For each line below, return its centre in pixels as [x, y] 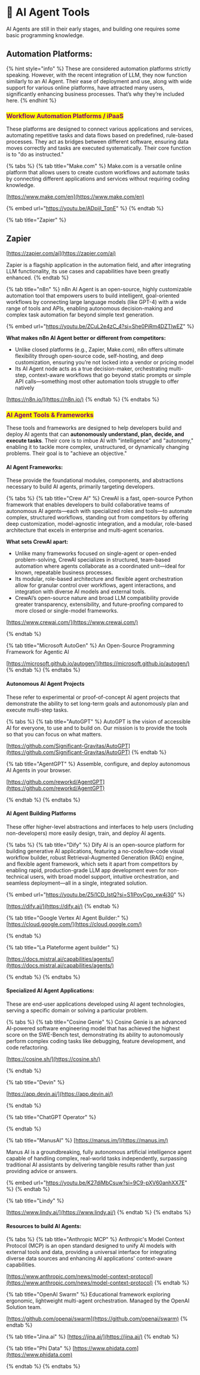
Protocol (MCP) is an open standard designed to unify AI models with [91, 1246]
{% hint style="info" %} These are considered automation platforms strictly [99, 68]
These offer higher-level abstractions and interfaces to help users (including [100, 827]
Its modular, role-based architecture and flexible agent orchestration [99, 579]
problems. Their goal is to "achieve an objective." [67, 453]
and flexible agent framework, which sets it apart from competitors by [92, 864]
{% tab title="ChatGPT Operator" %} [51, 1117]
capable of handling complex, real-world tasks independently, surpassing [97, 1158]
